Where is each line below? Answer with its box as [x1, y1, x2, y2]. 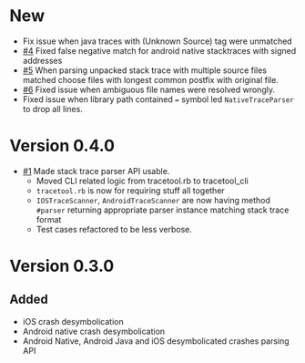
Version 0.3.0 [9, 256, 115, 276]
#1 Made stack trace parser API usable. [22, 165, 170, 176]
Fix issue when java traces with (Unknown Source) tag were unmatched [22, 36, 293, 47]
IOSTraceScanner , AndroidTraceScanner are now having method [36, 194, 270, 205]
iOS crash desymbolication [22, 316, 125, 327]
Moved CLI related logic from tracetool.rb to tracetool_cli [36, 175, 249, 186]
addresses [22, 55, 63, 66]
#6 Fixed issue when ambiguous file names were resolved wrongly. [22, 84, 276, 95]
